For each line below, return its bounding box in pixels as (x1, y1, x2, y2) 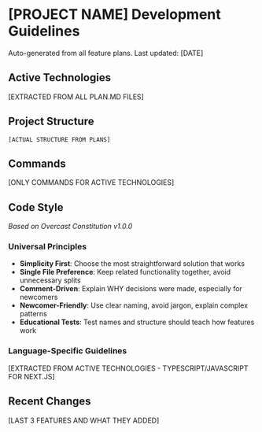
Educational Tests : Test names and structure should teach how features (19, 317, 255, 327)
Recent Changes (8, 395, 92, 408)
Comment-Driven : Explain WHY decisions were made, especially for (19, 284, 242, 294)
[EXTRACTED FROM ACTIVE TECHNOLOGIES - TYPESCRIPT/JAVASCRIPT (8, 364, 249, 373)
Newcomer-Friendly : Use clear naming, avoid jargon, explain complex (19, 301, 249, 310)
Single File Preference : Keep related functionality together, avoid (19, 268, 231, 277)
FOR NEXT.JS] (8, 371, 55, 381)
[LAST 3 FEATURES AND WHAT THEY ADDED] (8, 415, 160, 425)
